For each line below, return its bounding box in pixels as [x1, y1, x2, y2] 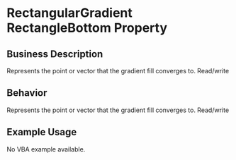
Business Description [6, 48, 103, 60]
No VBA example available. [6, 144, 86, 153]
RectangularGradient [6, 5, 133, 21]
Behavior [6, 87, 47, 99]
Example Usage [6, 126, 77, 138]
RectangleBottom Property [6, 20, 168, 36]
